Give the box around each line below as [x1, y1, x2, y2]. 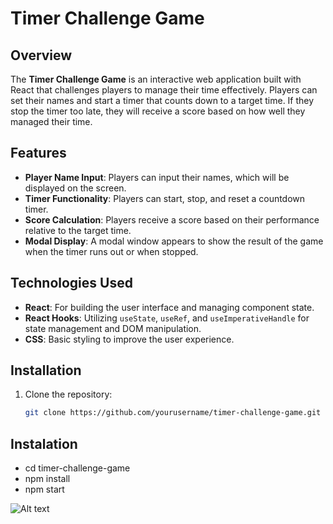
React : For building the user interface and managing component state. [24, 301, 315, 313]
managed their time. [10, 116, 93, 127]
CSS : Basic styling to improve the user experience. [24, 333, 235, 345]
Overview [10, 47, 73, 64]
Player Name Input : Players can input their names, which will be [24, 171, 290, 183]
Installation [10, 362, 82, 379]
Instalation [10, 435, 78, 452]
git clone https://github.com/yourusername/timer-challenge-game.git [24, 408, 322, 418]
